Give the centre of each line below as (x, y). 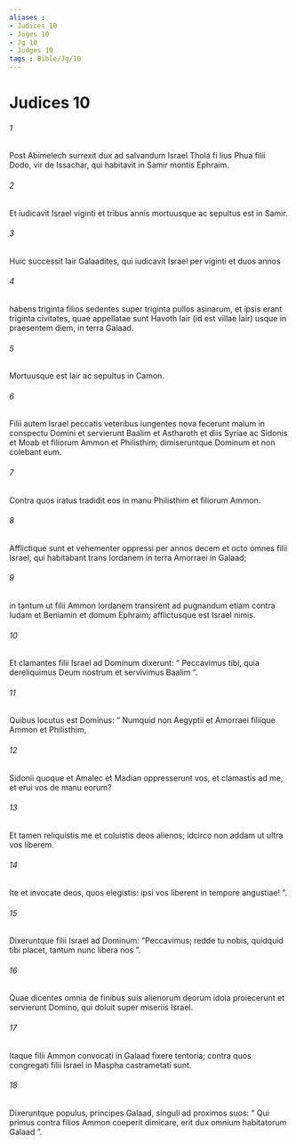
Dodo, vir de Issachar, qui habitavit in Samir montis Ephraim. (119, 165)
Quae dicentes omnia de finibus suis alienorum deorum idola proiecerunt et (147, 998)
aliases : (28, 17)
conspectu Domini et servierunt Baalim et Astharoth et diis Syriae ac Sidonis (148, 434)
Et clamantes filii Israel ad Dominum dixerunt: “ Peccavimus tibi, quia (135, 663)
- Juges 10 (29, 34)
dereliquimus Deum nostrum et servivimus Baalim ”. (104, 672)
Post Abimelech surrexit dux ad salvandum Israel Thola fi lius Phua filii (137, 156)
